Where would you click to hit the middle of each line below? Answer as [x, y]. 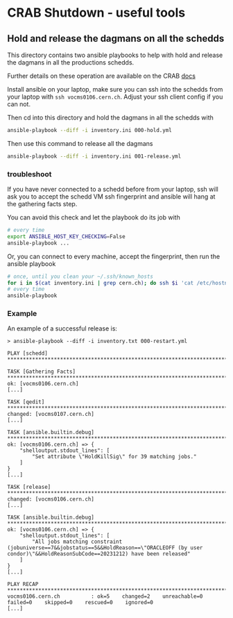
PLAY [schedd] [28, 353]
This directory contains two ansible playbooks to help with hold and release [115, 55]
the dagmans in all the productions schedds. [71, 62]
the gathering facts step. [42, 204]
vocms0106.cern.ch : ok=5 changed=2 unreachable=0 [105, 596]
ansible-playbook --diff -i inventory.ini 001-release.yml [94, 156]
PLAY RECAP [23, 585]
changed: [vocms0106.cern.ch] [51, 499]
